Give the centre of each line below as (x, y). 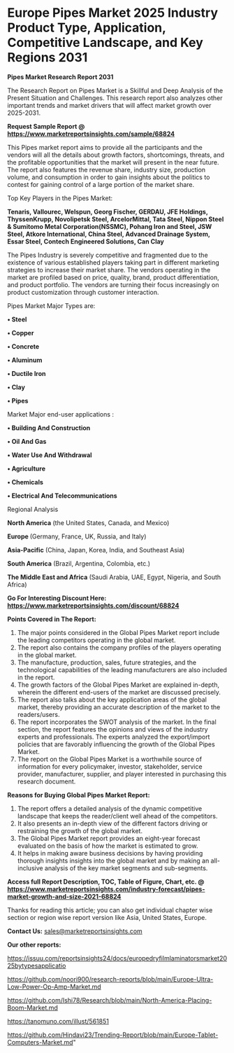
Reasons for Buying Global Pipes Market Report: (79, 795)
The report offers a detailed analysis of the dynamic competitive (110, 808)
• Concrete (23, 346)
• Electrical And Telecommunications (62, 496)
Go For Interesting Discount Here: (57, 598)
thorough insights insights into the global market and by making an (113, 860)
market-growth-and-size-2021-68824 (64, 896)
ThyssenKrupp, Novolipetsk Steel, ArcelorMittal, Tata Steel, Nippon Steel (116, 219)
